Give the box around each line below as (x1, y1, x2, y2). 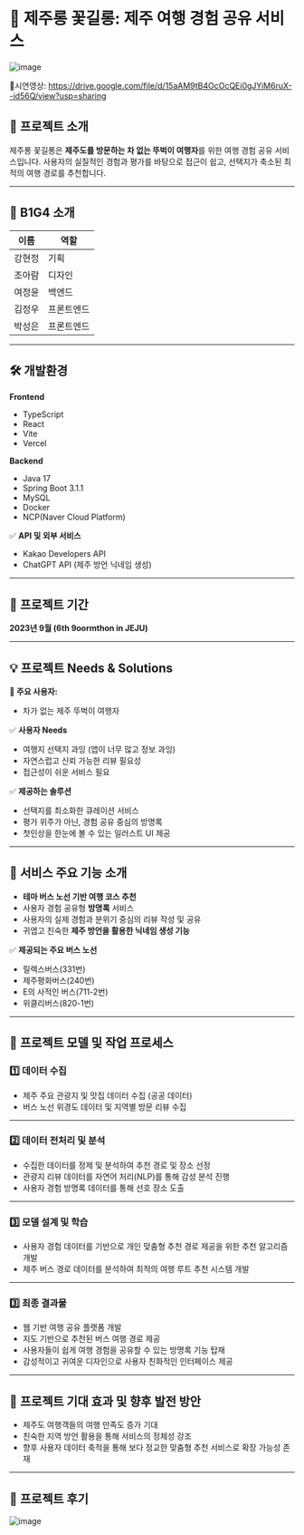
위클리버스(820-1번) (22, 997, 95, 1008)
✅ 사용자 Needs (9, 724, 68, 735)
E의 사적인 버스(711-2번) (22, 986, 109, 997)
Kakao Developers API (22, 549, 107, 559)
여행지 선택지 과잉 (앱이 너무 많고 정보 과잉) (22, 744, 176, 754)
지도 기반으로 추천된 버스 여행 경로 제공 (22, 1334, 161, 1345)
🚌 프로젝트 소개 (9, 119, 89, 134)
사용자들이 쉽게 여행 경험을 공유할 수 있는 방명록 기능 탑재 (22, 1345, 226, 1355)
